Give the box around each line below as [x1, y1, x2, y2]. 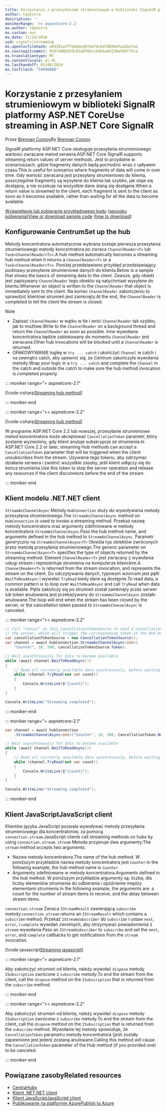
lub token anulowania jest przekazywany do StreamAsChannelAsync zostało [5, 591, 156, 597]
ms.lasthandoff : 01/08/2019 [5, 62, 63, 67]
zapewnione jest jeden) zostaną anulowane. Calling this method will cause [5, 1037, 155, 1043]
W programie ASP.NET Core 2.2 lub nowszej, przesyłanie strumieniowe [5, 428, 150, 434]
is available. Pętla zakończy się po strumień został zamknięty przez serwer [5, 586, 157, 592]
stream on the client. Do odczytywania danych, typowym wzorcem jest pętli [5, 570, 160, 576]
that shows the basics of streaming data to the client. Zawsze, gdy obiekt [5, 272, 154, 278]
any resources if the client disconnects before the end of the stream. [5, 470, 145, 476]
